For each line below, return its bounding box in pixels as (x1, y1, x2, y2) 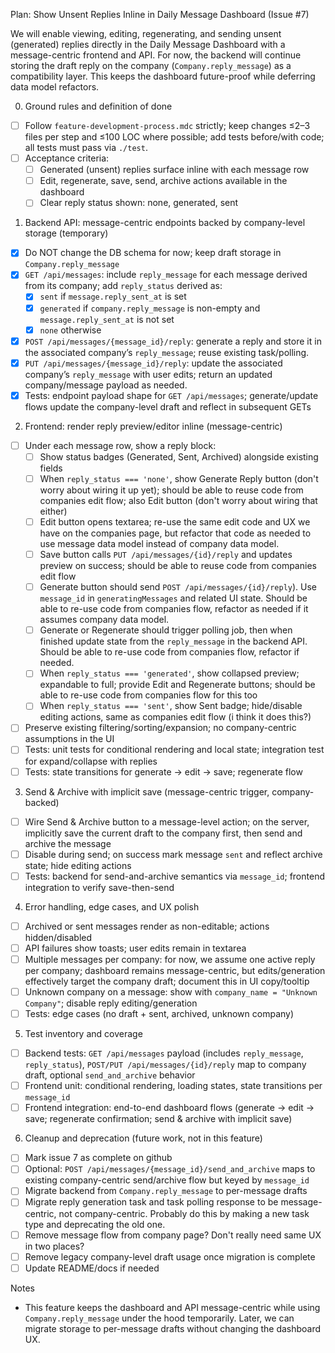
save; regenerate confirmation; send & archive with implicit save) (24, 1113, 293, 1125)
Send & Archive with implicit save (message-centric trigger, (24, 785, 270, 798)
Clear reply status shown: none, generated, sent (39, 197, 239, 209)
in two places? (24, 1240, 85, 1252)
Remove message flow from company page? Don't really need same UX (24, 1229, 322, 1241)
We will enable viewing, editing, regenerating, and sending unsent (10, 28, 282, 39)
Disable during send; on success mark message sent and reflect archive (24, 848, 323, 860)
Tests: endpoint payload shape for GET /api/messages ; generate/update (24, 389, 319, 401)
